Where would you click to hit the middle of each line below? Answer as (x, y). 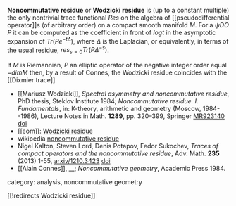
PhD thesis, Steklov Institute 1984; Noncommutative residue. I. (108, 101)
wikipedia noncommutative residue (68, 139)
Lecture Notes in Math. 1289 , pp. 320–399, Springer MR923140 (133, 116)
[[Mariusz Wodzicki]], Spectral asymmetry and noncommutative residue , (123, 94)
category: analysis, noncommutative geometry (75, 182)
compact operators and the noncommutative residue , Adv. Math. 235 (118, 153)
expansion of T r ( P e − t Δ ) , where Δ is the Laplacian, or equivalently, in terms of (118, 40)
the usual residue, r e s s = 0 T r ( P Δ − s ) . (58, 50)
